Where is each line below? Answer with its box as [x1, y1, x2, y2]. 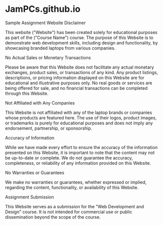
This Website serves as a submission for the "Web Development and [5, 203, 144, 209]
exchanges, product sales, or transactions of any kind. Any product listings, [5, 69, 159, 75]
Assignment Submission [5, 194, 54, 200]
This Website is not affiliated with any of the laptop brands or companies [5, 110, 152, 115]
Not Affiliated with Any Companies [5, 100, 75, 106]
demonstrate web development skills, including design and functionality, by [5, 39, 158, 45]
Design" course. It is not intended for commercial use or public [5, 209, 132, 215]
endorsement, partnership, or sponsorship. [5, 125, 93, 131]
